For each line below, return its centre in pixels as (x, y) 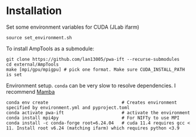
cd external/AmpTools (33, 64)
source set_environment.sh (39, 37)
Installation (34, 11)
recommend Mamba (31, 91)
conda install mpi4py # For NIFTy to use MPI (93, 118)
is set (14, 74)
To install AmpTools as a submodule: (50, 49)
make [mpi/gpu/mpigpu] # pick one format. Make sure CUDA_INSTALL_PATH (95, 69)
